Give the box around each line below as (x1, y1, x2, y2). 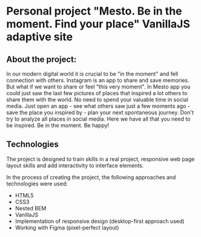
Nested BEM (15, 204, 47, 212)
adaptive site (6, 30, 73, 44)
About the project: (6, 54, 77, 64)
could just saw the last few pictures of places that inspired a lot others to (6, 90, 188, 96)
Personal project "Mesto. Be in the (6, 4, 183, 18)
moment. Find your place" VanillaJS (6, 17, 191, 31)
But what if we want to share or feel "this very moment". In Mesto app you (6, 83, 191, 90)
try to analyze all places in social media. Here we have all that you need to (6, 115, 191, 122)
